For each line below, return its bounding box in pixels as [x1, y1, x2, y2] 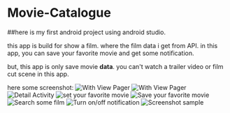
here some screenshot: [7, 83, 74, 91]
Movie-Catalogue [7, 5, 112, 21]
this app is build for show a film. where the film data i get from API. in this [7, 41, 218, 50]
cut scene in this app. [7, 70, 69, 78]
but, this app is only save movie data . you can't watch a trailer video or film [7, 62, 224, 70]
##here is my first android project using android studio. [7, 28, 166, 36]
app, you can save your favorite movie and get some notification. [7, 49, 194, 57]
